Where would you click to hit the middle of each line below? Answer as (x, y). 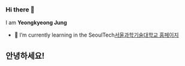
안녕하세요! (25, 55)
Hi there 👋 (20, 10)
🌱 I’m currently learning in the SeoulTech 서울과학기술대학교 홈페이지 (96, 35)
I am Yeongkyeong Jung (36, 23)
